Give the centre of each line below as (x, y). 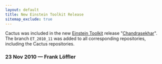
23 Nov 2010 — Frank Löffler (40, 57)
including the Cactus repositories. (40, 44)
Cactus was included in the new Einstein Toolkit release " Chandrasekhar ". (81, 33)
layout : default (22, 10)
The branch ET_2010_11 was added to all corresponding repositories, (75, 38)
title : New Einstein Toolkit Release (44, 14)
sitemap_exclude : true (29, 19)
